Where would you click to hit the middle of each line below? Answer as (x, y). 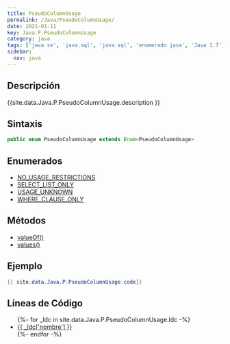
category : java (29, 39)
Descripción (34, 86)
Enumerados (35, 161)
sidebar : (20, 52)
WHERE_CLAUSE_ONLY (50, 199)
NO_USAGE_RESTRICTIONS (56, 177)
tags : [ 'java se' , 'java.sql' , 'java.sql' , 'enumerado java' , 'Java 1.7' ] (116, 45)
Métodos (27, 221)
